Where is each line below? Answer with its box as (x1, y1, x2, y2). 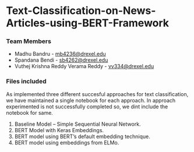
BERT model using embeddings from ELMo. (14, 139, 119, 146)
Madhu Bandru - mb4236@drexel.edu (14, 51, 106, 58)
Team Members (6, 37, 51, 45)
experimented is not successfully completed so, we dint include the (6, 103, 168, 110)
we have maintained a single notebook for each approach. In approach (6, 97, 176, 104)
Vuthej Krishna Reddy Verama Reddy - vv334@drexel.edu (14, 63, 154, 70)
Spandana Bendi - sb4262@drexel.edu (14, 56, 108, 63)
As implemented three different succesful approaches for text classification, (6, 90, 189, 97)
